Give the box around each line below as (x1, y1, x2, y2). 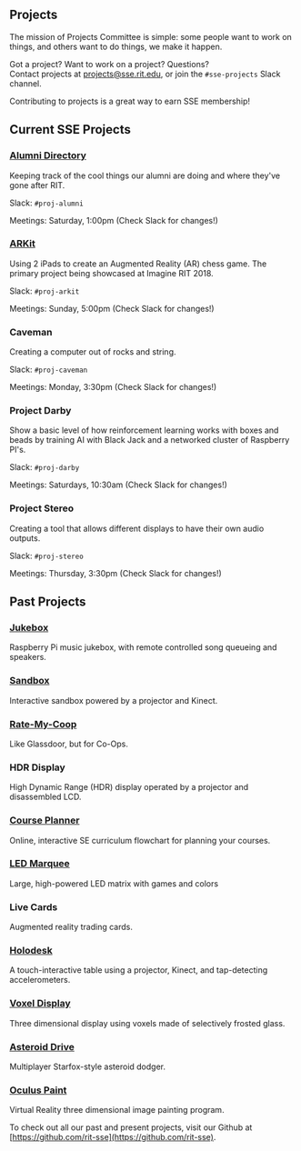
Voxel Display (9, 997, 71, 1010)
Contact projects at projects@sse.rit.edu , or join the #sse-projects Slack (9, 68, 281, 79)
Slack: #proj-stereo (9, 550, 84, 561)
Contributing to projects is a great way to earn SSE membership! (9, 95, 251, 106)
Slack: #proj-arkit (9, 285, 80, 296)
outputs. (9, 532, 41, 544)
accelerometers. (9, 975, 71, 986)
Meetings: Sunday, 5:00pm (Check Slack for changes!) (9, 303, 216, 314)
